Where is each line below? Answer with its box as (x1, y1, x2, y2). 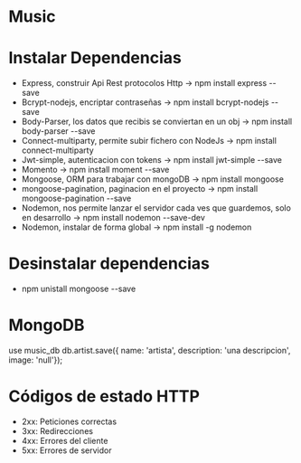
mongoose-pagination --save (21, 193, 132, 204)
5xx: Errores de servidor (21, 445, 112, 456)
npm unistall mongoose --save (21, 283, 136, 295)
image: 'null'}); (8, 354, 63, 365)
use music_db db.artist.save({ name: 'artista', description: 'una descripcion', (8, 345, 291, 355)
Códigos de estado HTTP (8, 386, 201, 407)
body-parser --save (21, 126, 96, 137)
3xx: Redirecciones (21, 425, 94, 436)
